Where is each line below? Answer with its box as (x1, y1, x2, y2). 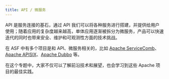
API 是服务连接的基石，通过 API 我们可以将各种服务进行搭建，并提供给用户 (5, 22, 160, 28)
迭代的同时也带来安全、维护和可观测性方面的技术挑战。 (5, 34, 120, 40)
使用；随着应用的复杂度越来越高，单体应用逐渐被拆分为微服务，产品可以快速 (5, 28, 164, 34)
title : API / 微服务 (5, 7, 46, 13)
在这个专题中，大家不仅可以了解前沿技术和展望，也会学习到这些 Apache (5, 62, 155, 68)
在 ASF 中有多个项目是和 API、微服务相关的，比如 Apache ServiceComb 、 (5, 45, 159, 51)
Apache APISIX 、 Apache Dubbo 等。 (5, 51, 82, 57)
